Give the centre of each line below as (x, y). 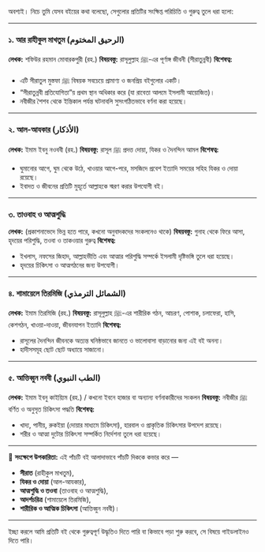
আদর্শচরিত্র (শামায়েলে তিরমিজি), (55, 500)
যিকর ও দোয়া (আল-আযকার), (53, 482)
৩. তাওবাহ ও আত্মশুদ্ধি (37, 214)
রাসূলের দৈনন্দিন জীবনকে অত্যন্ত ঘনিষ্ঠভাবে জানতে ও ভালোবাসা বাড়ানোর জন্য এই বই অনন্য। (121, 341)
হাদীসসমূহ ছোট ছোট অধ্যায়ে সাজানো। (63, 350)
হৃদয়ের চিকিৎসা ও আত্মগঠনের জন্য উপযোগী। (69, 265)
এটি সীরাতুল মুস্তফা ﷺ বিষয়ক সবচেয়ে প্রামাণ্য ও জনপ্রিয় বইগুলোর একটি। (100, 81)
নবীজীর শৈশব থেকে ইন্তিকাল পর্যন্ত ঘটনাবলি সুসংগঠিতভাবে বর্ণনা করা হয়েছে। (103, 101)
